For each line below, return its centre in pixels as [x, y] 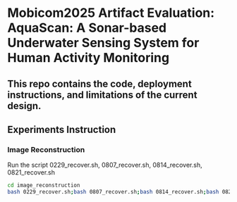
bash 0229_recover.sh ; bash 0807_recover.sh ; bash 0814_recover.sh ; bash [113, 192]
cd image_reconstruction [44, 185]
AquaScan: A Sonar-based [87, 28]
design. [24, 106]
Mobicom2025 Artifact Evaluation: [111, 13]
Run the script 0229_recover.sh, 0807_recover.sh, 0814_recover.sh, [105, 165]
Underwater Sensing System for [103, 43]
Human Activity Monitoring [89, 58]
